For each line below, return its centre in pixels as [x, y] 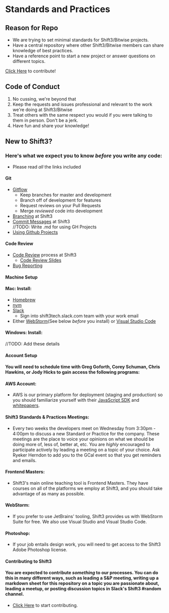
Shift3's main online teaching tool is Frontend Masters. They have [80, 483]
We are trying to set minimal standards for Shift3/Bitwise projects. [81, 40]
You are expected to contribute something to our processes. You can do [82, 573]
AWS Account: [21, 384]
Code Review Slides [41, 260]
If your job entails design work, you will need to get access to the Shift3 [87, 545]
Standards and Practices [58, 9]
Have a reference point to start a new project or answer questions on [84, 56]
